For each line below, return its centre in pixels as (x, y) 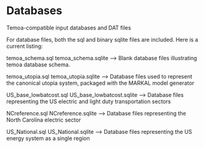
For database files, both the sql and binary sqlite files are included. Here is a (102, 39)
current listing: (25, 46)
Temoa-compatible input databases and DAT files (69, 28)
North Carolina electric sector (44, 120)
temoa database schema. (38, 64)
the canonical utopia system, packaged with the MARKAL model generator (100, 83)
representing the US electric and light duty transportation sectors (89, 101)
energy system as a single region (48, 138)
